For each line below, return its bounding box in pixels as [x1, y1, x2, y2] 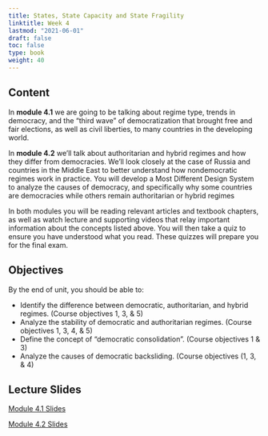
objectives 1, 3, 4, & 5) [19, 326, 94, 335]
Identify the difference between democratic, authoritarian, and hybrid [19, 300, 249, 310]
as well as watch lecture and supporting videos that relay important [8, 214, 230, 224]
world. [8, 133, 30, 142]
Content [8, 86, 50, 100]
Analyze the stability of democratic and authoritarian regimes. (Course [19, 317, 252, 326]
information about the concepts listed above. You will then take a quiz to [8, 223, 246, 233]
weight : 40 [8, 57, 45, 65]
